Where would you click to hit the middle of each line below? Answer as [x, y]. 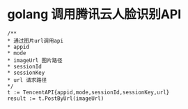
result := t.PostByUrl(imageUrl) [56, 99]
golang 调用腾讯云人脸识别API [94, 14]
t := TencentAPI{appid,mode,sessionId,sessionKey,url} [88, 92]
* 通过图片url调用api [36, 41]
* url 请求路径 [27, 80]
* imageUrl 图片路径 [35, 60]
